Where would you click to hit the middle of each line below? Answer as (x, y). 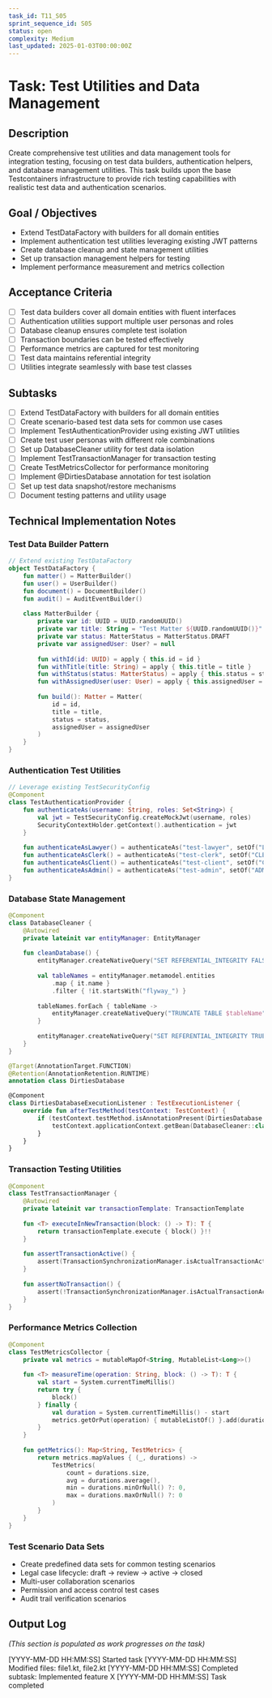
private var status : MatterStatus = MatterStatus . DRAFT (134, 637)
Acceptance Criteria (60, 293)
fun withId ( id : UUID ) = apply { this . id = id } (119, 659)
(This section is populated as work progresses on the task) (107, 1644)
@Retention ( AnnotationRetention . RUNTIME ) (79, 1073)
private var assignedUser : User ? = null (106, 644)
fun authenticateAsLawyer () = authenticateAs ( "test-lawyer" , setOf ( (141, 848)
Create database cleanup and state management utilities (114, 249)
